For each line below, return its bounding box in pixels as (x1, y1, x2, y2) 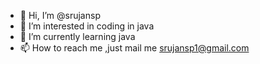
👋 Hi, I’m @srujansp (19, 10, 101, 21)
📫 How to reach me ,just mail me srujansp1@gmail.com (19, 42, 250, 54)
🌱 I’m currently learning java (19, 31, 136, 42)
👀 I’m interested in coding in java (19, 20, 155, 32)
